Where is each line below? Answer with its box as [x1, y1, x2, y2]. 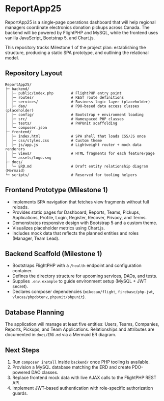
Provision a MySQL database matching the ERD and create [12, 364, 131, 370]
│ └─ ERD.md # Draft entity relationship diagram [5, 164, 148, 169]
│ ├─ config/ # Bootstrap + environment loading [5, 112, 144, 117]
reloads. [12, 204, 29, 210]
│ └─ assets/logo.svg [5, 155, 52, 160]
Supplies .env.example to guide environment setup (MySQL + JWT [12, 278, 147, 284]
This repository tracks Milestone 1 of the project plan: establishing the [5, 44, 146, 50]
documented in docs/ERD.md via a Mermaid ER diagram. [5, 332, 116, 338]
